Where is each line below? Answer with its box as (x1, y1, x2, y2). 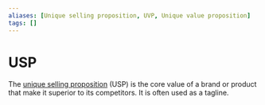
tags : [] (8, 19, 37, 27)
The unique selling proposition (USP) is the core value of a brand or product (8, 80, 257, 89)
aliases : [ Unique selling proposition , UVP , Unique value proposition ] (8, 11, 251, 20)
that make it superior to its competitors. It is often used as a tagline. (8, 88, 229, 98)
